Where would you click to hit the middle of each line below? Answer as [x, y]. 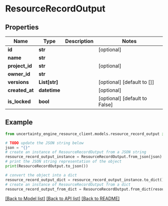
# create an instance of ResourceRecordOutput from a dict [68, 184]
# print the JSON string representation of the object [63, 161]
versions [18, 82]
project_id [20, 66]
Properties [22, 27]
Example [19, 122]
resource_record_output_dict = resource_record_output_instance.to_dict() [85, 180]
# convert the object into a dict [41, 175]
